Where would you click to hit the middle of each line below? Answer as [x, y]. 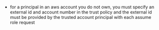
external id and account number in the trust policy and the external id [81, 12]
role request [22, 22]
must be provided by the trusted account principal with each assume [80, 17]
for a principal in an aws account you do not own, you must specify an [82, 7]
